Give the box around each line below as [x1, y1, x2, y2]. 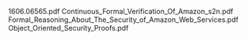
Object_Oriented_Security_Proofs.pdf [8, 24, 129, 32]
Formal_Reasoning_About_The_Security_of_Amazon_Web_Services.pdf [8, 15, 239, 24]
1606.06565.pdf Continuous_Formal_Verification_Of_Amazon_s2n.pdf [8, 7, 234, 16]
